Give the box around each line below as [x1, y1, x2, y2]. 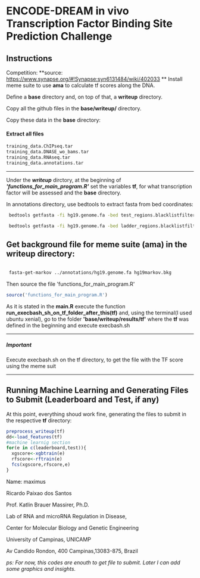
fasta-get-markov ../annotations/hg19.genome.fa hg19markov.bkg [8, 270, 171, 276]
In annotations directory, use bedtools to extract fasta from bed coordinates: [6, 200, 193, 208]
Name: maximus [6, 478, 46, 485]
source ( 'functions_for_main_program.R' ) [6, 292, 108, 298]
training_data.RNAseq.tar [6, 154, 70, 160]
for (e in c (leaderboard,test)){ [6, 445, 86, 451]
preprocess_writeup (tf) [6, 428, 65, 434]
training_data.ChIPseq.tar [6, 143, 73, 150]
